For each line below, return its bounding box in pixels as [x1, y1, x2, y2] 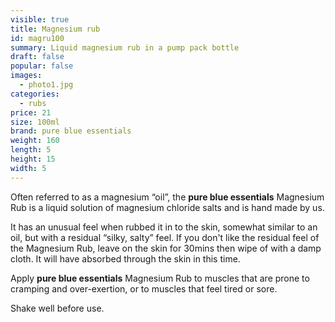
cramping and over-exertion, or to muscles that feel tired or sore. [10, 282, 278, 295]
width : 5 [10, 163, 47, 173]
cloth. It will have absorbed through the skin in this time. [10, 252, 241, 265]
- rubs [19, 98, 47, 108]
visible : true [10, 14, 70, 25]
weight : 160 [10, 136, 60, 146]
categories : [10, 89, 60, 99]
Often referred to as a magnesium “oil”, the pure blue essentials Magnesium [10, 191, 325, 203]
